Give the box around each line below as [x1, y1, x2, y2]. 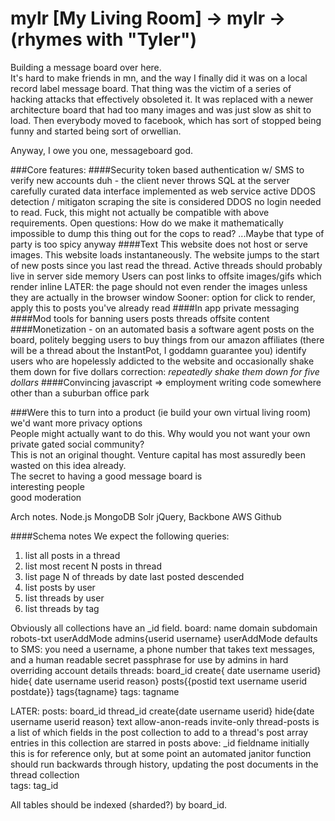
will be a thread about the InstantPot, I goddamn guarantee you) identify [10, 344, 307, 356]
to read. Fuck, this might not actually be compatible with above [10, 206, 270, 218]
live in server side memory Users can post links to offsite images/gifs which [10, 270, 322, 282]
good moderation [10, 491, 82, 503]
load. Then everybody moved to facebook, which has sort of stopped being [10, 114, 322, 126]
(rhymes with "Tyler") [10, 28, 198, 51]
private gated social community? [10, 438, 145, 450]
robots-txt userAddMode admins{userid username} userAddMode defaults [10, 632, 318, 644]
